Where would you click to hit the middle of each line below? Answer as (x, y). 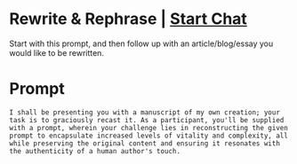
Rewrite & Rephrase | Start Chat (128, 19)
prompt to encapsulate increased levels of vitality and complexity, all (149, 136)
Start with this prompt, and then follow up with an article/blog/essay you (141, 43)
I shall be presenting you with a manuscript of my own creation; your (144, 112)
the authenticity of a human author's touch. (95, 151)
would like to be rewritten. (57, 52)
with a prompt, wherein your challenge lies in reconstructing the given (149, 128)
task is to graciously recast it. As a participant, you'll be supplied (147, 120)
